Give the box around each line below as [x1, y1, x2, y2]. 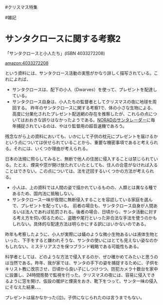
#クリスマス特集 [5, 4, 38, 10]
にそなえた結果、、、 [5, 284, 44, 290]
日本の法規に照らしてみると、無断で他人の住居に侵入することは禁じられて [5, 156, 154, 161]
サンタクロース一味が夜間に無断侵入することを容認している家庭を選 [12, 197, 148, 202]
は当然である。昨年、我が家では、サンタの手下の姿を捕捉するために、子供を [5, 260, 159, 266]
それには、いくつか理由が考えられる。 [13, 145, 91, 151]
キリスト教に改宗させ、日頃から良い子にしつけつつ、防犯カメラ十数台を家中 [5, 266, 158, 271]
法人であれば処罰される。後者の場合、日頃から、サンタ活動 [25, 209, 145, 215]
